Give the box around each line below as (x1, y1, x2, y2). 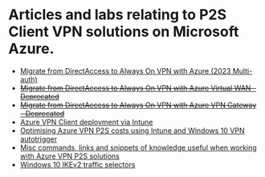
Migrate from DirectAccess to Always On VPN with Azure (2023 (19, 66, 231, 75)
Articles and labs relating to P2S (8, 6, 227, 24)
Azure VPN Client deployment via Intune (19, 117, 153, 127)
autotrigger (19, 134, 58, 143)
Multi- (232, 66, 253, 75)
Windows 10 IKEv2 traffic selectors (19, 159, 136, 169)
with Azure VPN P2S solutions (19, 151, 120, 161)
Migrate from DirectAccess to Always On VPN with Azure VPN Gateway (19, 100, 257, 110)
